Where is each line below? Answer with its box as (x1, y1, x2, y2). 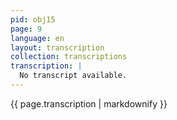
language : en (10, 33, 65, 43)
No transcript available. (19, 71, 128, 81)
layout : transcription (10, 42, 105, 53)
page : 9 (10, 24, 43, 34)
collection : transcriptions (10, 52, 128, 62)
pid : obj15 (10, 14, 56, 25)
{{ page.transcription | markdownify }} (10, 97, 168, 110)
